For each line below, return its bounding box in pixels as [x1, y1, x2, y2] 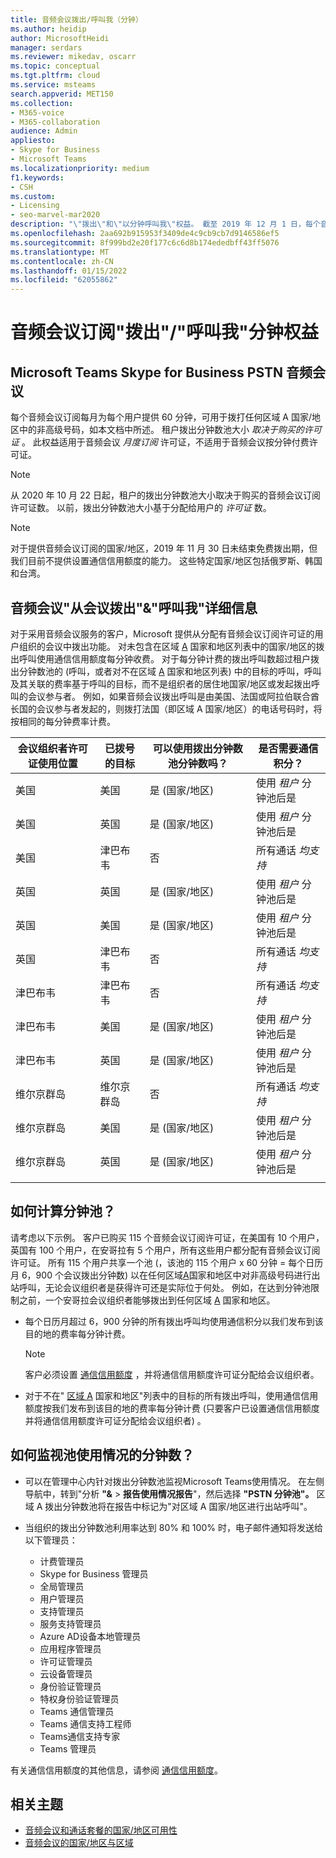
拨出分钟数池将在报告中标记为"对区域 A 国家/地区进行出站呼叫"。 [44, 1500, 313, 1512]
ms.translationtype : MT [10, 247, 110, 257]
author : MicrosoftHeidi [10, 33, 110, 43]
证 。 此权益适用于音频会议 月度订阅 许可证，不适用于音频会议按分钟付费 [10, 436, 310, 448]
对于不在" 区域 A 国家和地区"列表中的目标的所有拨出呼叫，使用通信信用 [24, 1389, 319, 1401]
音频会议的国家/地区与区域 [24, 1837, 134, 1849]
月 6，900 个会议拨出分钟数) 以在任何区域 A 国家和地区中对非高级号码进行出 [10, 1269, 321, 1281]
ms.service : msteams [10, 80, 97, 90]
